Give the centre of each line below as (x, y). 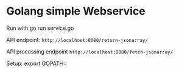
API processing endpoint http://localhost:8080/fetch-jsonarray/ (90, 51)
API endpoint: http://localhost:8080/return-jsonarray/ (77, 40)
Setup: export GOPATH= (37, 63)
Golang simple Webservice (76, 11)
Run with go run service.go (40, 28)
